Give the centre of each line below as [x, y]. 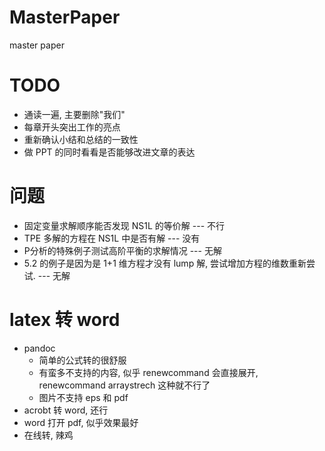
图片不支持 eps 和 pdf [83, 397]
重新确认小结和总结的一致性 [81, 139]
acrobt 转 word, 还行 [66, 410]
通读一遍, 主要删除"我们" [74, 114]
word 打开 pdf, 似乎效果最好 [81, 422]
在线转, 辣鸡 [48, 435]
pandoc [39, 348]
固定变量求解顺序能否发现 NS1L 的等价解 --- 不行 [124, 225]
